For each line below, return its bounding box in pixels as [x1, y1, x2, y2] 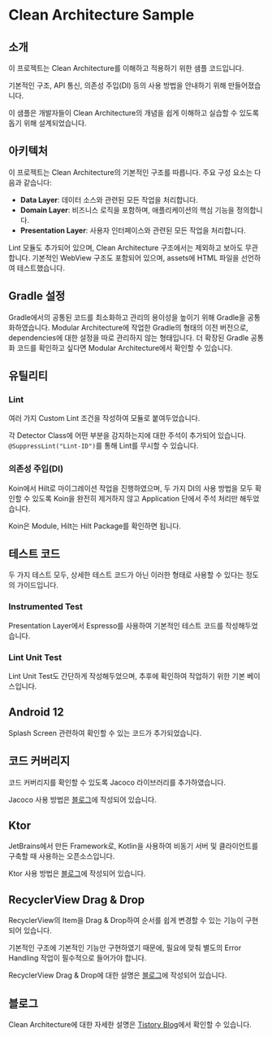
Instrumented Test [8, 601, 83, 612]
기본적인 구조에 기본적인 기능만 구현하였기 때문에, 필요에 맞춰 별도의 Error [8, 943, 242, 953]
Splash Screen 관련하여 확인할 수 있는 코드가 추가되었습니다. [8, 728, 202, 737]
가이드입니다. [16, 580, 59, 590]
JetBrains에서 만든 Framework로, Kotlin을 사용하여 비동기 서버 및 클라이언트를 [8, 841, 258, 851]
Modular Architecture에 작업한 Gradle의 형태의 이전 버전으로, [51, 322, 249, 332]
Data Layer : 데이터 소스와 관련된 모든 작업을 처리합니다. [19, 195, 199, 204]
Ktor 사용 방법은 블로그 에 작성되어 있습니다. [8, 869, 146, 878]
